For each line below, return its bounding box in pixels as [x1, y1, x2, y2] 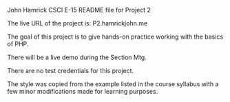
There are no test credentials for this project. [7, 67, 134, 74]
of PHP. [7, 40, 29, 48]
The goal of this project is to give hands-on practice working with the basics [7, 32, 224, 41]
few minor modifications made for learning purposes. [7, 88, 158, 95]
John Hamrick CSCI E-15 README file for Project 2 [7, 6, 151, 14]
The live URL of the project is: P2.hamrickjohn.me [7, 19, 148, 27]
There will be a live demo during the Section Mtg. [7, 53, 147, 61]
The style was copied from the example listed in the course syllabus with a [7, 80, 219, 88]
